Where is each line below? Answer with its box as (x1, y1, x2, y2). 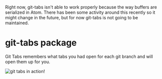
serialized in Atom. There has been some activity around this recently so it (5, 9, 156, 15)
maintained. (5, 20, 29, 26)
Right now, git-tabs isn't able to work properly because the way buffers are (5, 4, 157, 10)
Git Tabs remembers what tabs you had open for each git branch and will (5, 53, 153, 59)
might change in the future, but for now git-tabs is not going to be (5, 15, 138, 20)
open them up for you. (5, 59, 51, 65)
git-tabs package (5, 37, 77, 48)
